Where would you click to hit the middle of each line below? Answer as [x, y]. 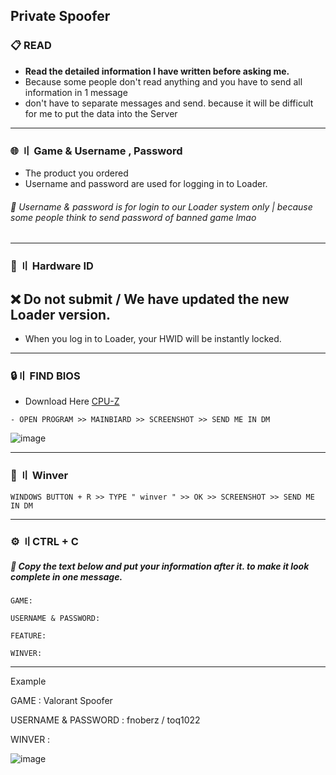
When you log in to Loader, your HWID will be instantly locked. [153, 338]
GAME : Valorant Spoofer [61, 701]
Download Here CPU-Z [72, 401]
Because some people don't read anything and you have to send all [163, 81]
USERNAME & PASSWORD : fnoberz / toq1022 [105, 720]
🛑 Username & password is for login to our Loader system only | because [161, 206]
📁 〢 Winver [39, 476]
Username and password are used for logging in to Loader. [146, 183]
